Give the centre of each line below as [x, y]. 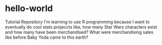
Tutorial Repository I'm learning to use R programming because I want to [77, 22]
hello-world [29, 8]
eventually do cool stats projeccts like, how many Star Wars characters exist [81, 27]
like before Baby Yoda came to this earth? [47, 37]
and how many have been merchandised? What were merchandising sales [79, 32]
